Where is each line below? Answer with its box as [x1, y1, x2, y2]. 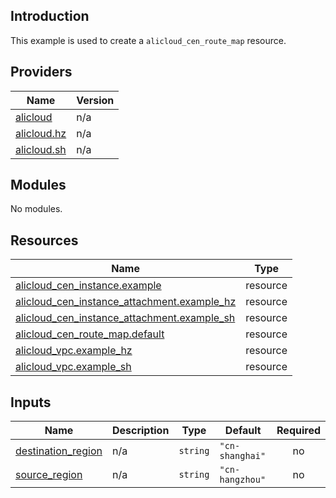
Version [76, 93, 115, 107]
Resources [10, 232, 79, 249]
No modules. [10, 203, 63, 215]
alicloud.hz [15, 126, 67, 140]
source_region [15, 468, 83, 482]
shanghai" [219, 450, 267, 462]
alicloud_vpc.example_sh [15, 360, 132, 374]
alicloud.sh [15, 142, 67, 156]
